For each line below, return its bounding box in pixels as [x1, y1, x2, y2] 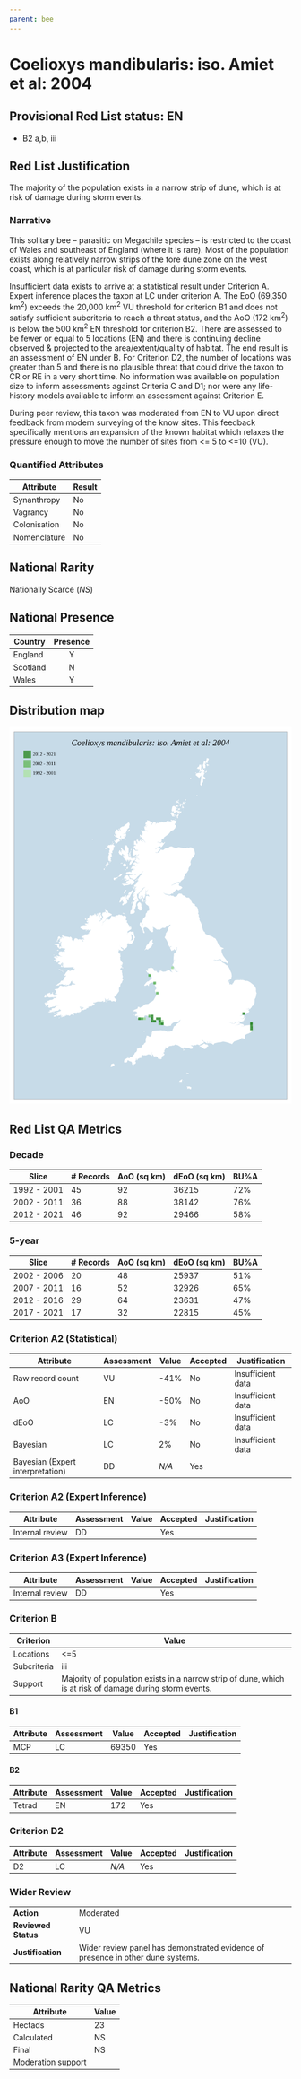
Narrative [9, 214, 52, 227]
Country [13, 637, 46, 648]
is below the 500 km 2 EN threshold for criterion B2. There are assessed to [9, 322, 282, 334]
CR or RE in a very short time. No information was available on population [9, 370, 279, 381]
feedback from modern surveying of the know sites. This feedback [9, 417, 256, 428]
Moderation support [13, 2057, 87, 2067]
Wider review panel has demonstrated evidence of [79, 1942, 265, 1953]
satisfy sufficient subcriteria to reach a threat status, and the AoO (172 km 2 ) [9, 310, 288, 323]
